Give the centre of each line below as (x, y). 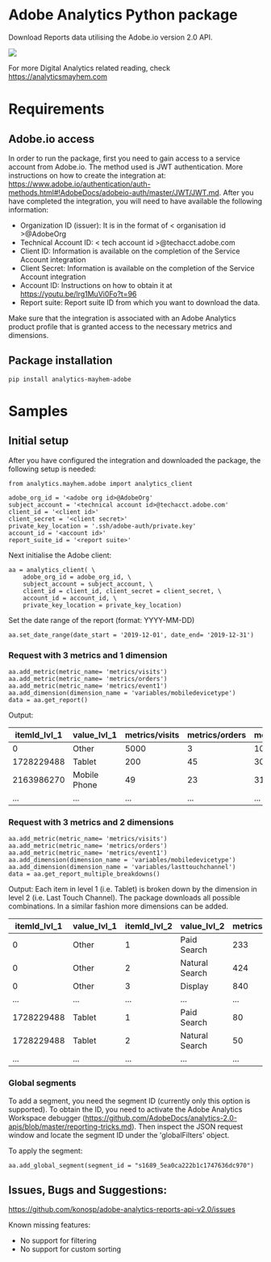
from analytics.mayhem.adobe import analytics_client (101, 483)
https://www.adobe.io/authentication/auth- (79, 184)
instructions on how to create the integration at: (88, 175)
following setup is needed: (52, 469)
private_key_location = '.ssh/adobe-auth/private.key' (102, 526)
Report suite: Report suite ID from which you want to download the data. (140, 302)
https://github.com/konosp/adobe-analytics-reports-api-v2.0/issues (122, 1210)
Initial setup (39, 441)
